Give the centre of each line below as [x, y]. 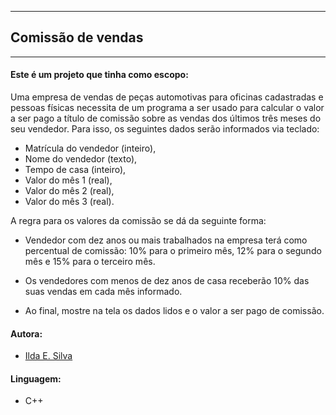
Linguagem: [36, 378]
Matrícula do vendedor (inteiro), [90, 148]
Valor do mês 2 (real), [69, 191]
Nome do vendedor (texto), [81, 159]
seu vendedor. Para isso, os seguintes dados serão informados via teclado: [165, 129]
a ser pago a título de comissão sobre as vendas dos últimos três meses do [166, 118]
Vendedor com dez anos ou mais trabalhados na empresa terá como [166, 240]
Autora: [26, 333]
